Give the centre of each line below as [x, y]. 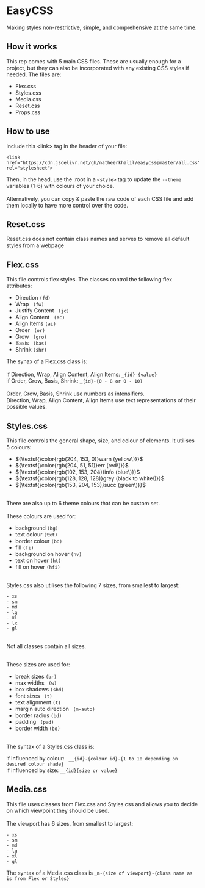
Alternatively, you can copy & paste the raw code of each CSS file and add [100, 198]
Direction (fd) [33, 298]
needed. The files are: [34, 74]
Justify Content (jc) [42, 311]
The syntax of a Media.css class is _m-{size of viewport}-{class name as [100, 873]
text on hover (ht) [38, 560]
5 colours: [19, 447]
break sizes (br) [36, 676]
